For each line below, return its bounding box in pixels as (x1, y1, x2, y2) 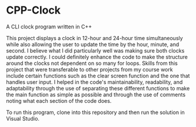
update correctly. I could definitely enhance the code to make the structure (6, 53, 188, 60)
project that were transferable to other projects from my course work (6, 66, 173, 73)
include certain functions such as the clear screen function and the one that (6, 72, 190, 79)
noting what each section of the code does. (6, 97, 112, 104)
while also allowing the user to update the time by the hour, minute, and (6, 41, 180, 48)
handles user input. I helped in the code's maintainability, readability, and (6, 78, 183, 86)
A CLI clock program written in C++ (6, 23, 92, 30)
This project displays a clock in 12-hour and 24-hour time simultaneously (6, 34, 184, 41)
